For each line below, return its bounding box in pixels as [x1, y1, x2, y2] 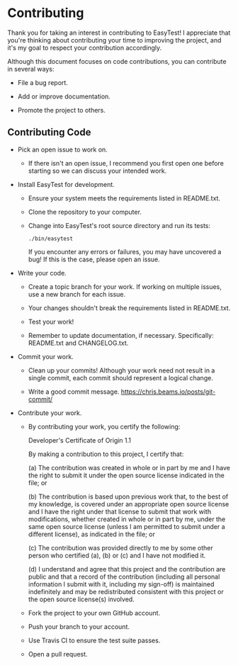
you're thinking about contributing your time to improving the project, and [7, 35, 222, 44]
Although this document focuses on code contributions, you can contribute [7, 57, 227, 65]
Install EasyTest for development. [17, 180, 115, 188]
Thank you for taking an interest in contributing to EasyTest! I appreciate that [7, 28, 231, 37]
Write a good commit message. [28, 387, 120, 396]
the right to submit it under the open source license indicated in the [28, 471, 225, 479]
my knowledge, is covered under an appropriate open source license [28, 499, 229, 508]
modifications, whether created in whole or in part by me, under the [28, 515, 226, 523]
